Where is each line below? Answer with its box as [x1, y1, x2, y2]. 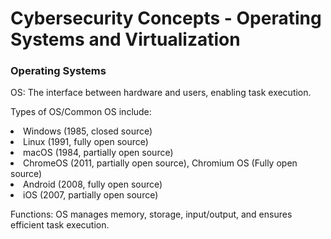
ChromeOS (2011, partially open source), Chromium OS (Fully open [23, 157, 298, 169]
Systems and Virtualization [10, 28, 241, 51]
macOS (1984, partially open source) [23, 147, 174, 159]
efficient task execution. [10, 219, 110, 231]
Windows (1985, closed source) [23, 125, 153, 137]
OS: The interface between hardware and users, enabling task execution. [10, 87, 312, 99]
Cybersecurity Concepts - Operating [10, 7, 322, 30]
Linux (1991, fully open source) [23, 136, 149, 148]
